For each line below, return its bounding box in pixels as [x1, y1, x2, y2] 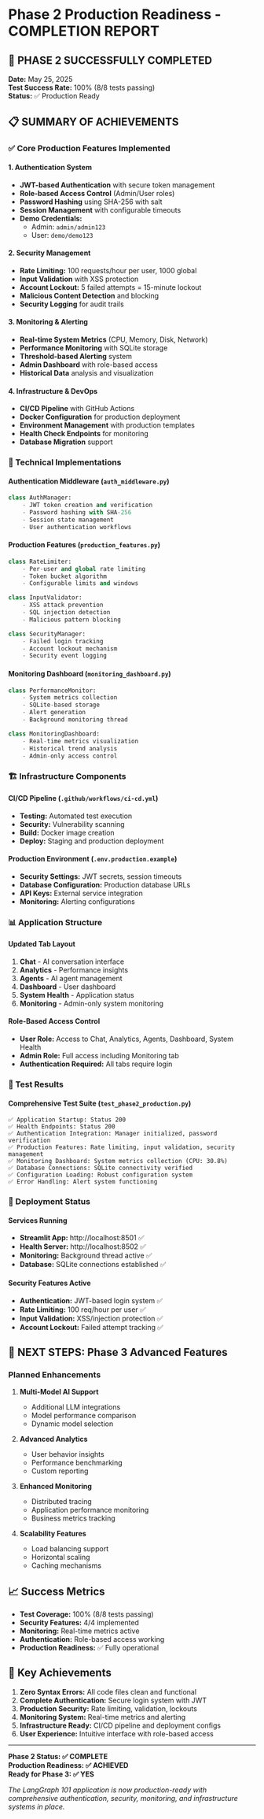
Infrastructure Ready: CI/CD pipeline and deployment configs [19, 1721, 222, 1730]
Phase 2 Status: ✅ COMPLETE [8, 1751, 108, 1761]
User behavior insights [31, 1450, 104, 1459]
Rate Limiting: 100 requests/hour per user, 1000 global [19, 265, 197, 275]
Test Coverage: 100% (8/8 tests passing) [19, 1610, 155, 1619]
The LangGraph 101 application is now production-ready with [8, 1785, 207, 1795]
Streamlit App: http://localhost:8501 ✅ [19, 1233, 145, 1243]
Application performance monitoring [31, 1506, 149, 1515]
